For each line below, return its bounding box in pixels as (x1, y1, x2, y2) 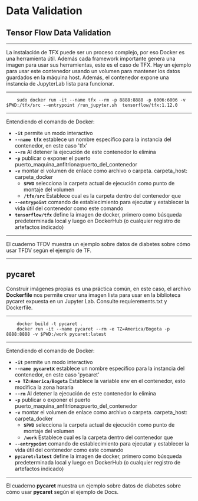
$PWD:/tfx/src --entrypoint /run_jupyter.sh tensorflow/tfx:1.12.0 (6, 102, 178, 108)
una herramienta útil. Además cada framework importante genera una (6, 55, 176, 62)
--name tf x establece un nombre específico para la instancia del (14, 136, 172, 143)
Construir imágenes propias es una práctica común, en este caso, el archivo (6, 285, 192, 292)
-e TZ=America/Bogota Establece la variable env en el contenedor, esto (14, 377, 186, 384)
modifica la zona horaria (14, 384, 74, 391)
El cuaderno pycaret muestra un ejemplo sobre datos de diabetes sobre (6, 482, 181, 489)
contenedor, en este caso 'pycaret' (14, 371, 100, 378)
